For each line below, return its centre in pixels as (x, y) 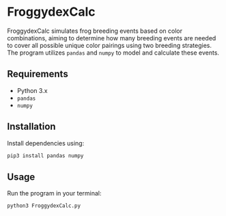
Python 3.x (32, 90)
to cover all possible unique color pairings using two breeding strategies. (109, 45)
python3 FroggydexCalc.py (44, 206)
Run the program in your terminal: (54, 193)
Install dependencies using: (46, 143)
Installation (31, 127)
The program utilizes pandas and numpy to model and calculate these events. (113, 53)
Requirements (38, 74)
